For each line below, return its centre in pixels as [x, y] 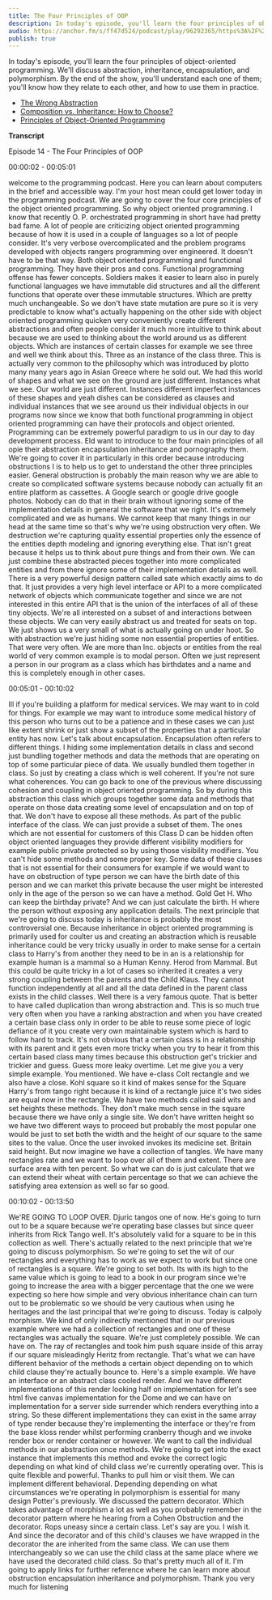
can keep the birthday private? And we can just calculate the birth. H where [134, 902]
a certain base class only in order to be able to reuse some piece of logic [130, 1023]
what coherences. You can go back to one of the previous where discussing [135, 782]
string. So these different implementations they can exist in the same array [132, 1415]
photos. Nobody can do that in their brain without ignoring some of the [126, 501]
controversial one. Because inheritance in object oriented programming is [131, 928]
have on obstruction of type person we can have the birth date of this [124, 876]
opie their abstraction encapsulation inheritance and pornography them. [128, 449]
